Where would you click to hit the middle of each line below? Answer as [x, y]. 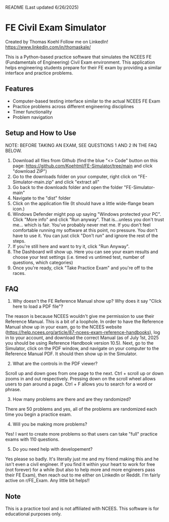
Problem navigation [33, 117]
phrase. [13, 390]
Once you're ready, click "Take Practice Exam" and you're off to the [83, 268]
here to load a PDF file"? [38, 306]
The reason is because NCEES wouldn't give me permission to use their [80, 316]
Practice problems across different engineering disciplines [73, 106]
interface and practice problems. [39, 73]
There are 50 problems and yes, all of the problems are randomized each [81, 409]
